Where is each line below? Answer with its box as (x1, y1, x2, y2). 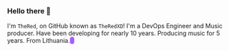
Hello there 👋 (7, 6, 52, 16)
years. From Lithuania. (7, 37, 70, 45)
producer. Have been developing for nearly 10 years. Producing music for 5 (7, 29, 220, 37)
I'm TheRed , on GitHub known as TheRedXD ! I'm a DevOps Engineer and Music (7, 22, 223, 30)
